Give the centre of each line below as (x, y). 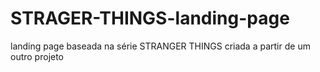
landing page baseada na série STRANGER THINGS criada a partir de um (160, 46)
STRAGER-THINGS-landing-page (150, 18)
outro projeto (37, 56)
